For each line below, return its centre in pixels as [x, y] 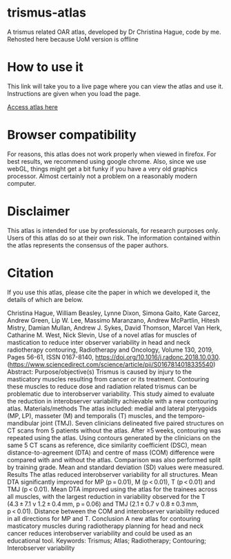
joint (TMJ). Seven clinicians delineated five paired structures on [132, 423]
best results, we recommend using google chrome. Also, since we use [107, 161]
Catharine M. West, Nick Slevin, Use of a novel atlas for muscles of [102, 335]
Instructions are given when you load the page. [74, 93]
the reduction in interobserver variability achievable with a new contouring [113, 401]
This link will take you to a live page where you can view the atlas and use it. [115, 86]
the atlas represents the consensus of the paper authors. [88, 245]
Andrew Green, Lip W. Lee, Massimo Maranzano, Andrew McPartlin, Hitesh [113, 320]
